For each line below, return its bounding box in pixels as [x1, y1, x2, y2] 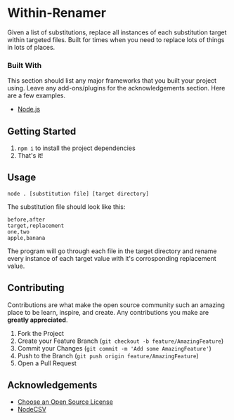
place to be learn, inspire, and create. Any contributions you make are [7, 308, 209, 316]
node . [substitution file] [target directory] [7, 190, 150, 197]
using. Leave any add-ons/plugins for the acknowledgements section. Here [7, 84, 226, 93]
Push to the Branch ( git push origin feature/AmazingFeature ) [17, 351, 199, 360]
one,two [7, 228, 30, 236]
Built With [7, 60, 42, 70]
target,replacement [7, 222, 65, 229]
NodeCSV [17, 405, 47, 414]
